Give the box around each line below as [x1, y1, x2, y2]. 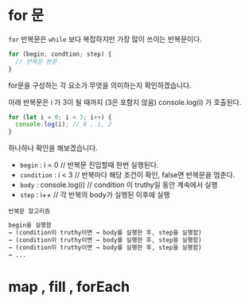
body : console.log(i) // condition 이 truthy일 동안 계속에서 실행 [19, 180, 218, 190]
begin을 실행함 [8, 221, 52, 230]
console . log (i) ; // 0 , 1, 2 [15, 120, 112, 129]
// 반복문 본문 [15, 57, 57, 65]
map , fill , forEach [8, 278, 130, 296]
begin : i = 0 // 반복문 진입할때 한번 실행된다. [19, 160, 159, 170]
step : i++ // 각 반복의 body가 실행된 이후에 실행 [19, 190, 170, 200]
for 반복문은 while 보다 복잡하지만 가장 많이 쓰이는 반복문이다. [8, 34, 203, 44]
